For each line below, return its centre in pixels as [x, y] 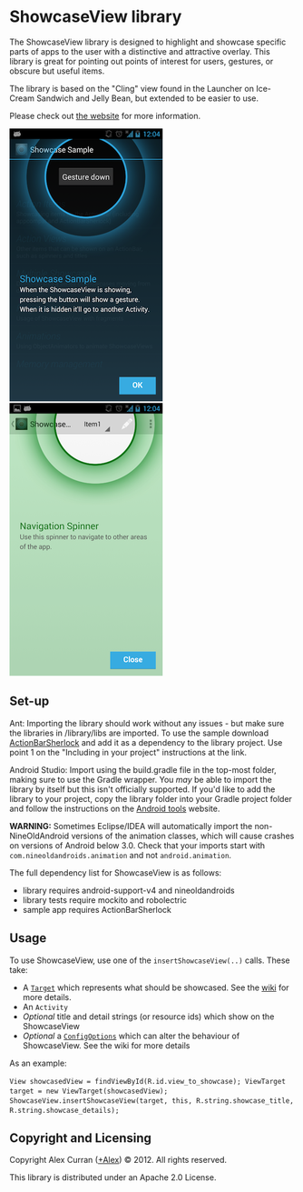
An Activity [45, 1007]
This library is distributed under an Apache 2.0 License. [113, 1177]
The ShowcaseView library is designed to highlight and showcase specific [148, 42]
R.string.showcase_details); [64, 1110]
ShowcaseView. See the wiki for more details [106, 1045]
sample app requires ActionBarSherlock [97, 909]
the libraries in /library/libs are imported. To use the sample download [139, 733]
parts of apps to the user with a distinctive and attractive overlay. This [140, 51]
